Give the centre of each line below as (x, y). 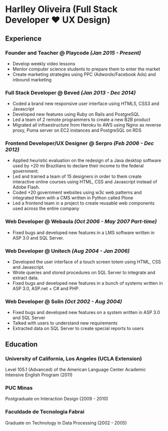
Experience (23, 38)
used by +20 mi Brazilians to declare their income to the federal (78, 166)
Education (22, 344)
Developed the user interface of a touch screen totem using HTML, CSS (87, 262)
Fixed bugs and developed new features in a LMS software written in (83, 233)
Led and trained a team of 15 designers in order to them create (77, 176)
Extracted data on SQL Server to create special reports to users (78, 329)
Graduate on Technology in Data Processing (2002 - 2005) (66, 422)
